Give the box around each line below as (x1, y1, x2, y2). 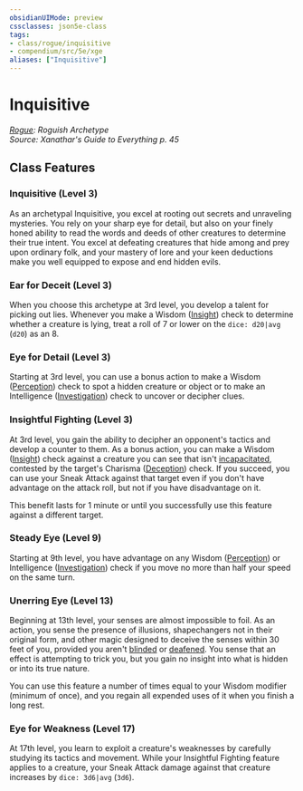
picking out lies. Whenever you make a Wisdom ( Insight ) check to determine (9, 309, 294, 320)
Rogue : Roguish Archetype (9, 124, 109, 135)
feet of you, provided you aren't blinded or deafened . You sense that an (9, 644, 276, 655)
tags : (9, 30, 30, 39)
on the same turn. (9, 572, 75, 583)
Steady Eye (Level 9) (9, 532, 102, 545)
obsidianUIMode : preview (9, 13, 103, 23)
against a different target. (9, 509, 104, 520)
